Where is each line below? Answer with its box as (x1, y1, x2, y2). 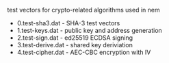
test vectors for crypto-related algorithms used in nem (7, 6, 160, 14)
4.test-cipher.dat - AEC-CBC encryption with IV (16, 48, 151, 56)
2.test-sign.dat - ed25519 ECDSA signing (16, 34, 133, 42)
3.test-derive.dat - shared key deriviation (16, 41, 133, 49)
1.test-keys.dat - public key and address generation (16, 27, 162, 34)
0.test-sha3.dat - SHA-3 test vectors (16, 19, 120, 27)
